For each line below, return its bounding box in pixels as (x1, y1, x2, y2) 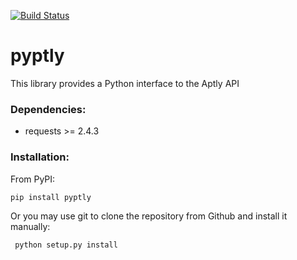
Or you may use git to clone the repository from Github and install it (10, 210, 288, 222)
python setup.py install (14, 240, 118, 250)
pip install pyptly (10, 192, 92, 202)
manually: (10, 220, 51, 232)
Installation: (10, 150, 70, 164)
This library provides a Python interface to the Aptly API (10, 77, 240, 89)
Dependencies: (10, 102, 87, 116)
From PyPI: (10, 173, 56, 185)
